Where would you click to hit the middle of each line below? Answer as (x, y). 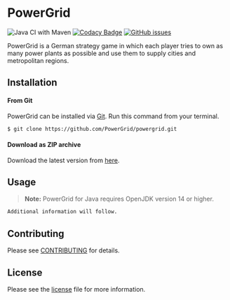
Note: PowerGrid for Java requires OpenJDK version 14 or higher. (119, 199)
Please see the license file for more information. (76, 289)
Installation (32, 83)
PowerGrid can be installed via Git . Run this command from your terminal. (113, 116)
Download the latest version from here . (63, 160)
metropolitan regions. (38, 60)
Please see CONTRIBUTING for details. (64, 250)
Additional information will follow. (62, 212)
